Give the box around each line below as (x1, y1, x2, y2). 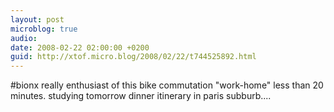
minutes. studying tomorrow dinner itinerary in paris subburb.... (10, 90, 272, 102)
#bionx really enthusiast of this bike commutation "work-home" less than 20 (10, 79, 324, 91)
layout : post (10, 14, 65, 25)
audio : (10, 33, 38, 43)
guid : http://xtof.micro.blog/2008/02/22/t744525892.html (10, 52, 257, 62)
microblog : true (10, 24, 78, 34)
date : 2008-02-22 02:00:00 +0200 (10, 42, 150, 53)
